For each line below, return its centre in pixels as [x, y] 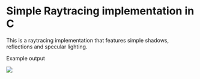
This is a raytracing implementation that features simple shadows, [88, 40]
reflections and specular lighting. [47, 47]
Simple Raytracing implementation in [100, 11]
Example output [26, 58]
